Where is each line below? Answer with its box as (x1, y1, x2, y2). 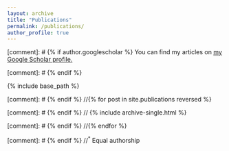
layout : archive (7, 10, 54, 17)
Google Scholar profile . (7, 56, 73, 64)
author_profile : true (7, 29, 69, 36)
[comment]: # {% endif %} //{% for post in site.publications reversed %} (7, 95, 212, 104)
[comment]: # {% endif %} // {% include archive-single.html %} (7, 108, 187, 117)
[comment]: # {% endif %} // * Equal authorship (7, 135, 140, 144)
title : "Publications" (7, 16, 72, 23)
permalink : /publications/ (7, 23, 85, 30)
